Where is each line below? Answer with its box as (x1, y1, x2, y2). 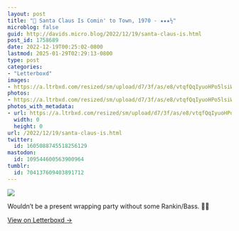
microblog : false (7, 23, 59, 31)
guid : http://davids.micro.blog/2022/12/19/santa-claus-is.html (7, 30, 202, 38)
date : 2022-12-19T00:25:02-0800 (7, 43, 103, 50)
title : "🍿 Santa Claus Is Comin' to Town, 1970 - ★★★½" (7, 17, 176, 24)
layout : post (7, 10, 46, 18)
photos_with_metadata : (7, 103, 75, 110)
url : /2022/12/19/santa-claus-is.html (7, 129, 122, 136)
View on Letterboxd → (7, 215, 73, 224)
